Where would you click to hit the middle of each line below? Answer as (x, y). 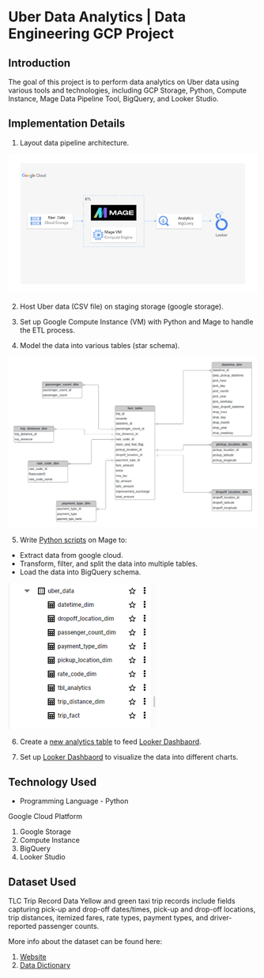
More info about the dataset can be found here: (85, 941)
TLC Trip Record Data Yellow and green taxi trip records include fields (122, 900)
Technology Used (53, 782)
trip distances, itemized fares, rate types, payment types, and (108, 917)
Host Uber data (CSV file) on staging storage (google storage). (121, 307)
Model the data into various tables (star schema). (100, 346)
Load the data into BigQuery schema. (80, 572)
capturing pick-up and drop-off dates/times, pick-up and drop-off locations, (132, 909)
